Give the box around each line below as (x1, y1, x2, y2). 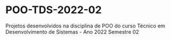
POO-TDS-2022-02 (5, 3, 102, 17)
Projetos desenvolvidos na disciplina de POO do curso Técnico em (5, 22, 166, 29)
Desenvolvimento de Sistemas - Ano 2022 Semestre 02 (5, 28, 139, 35)
